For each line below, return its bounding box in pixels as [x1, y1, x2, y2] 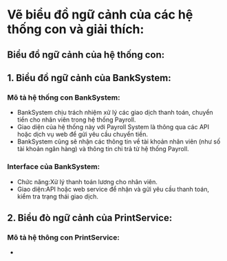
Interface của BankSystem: [7, 162, 100, 172]
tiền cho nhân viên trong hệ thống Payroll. [17, 115, 136, 124]
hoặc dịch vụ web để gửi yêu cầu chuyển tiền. [17, 130, 148, 139]
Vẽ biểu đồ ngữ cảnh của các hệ [7, 7, 193, 23]
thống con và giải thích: [7, 21, 144, 37]
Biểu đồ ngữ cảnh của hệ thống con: [7, 49, 165, 60]
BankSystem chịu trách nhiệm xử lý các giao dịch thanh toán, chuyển [17, 109, 213, 117]
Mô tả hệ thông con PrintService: [7, 232, 120, 242]
